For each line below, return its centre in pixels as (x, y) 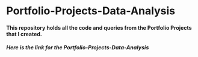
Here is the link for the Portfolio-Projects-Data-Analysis (78, 47)
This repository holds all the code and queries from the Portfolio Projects (99, 27)
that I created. (24, 34)
